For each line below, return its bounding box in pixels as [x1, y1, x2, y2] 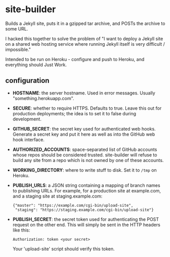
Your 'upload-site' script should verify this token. [12, 245, 115, 252]
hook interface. [12, 136, 45, 143]
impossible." [5, 46, 31, 52]
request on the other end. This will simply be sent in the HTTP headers [12, 221, 161, 228]
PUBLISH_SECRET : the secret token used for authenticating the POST [12, 216, 159, 222]
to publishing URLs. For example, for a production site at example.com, [12, 187, 161, 194]
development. [12, 116, 42, 122]
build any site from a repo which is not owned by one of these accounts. [12, 157, 164, 163]
